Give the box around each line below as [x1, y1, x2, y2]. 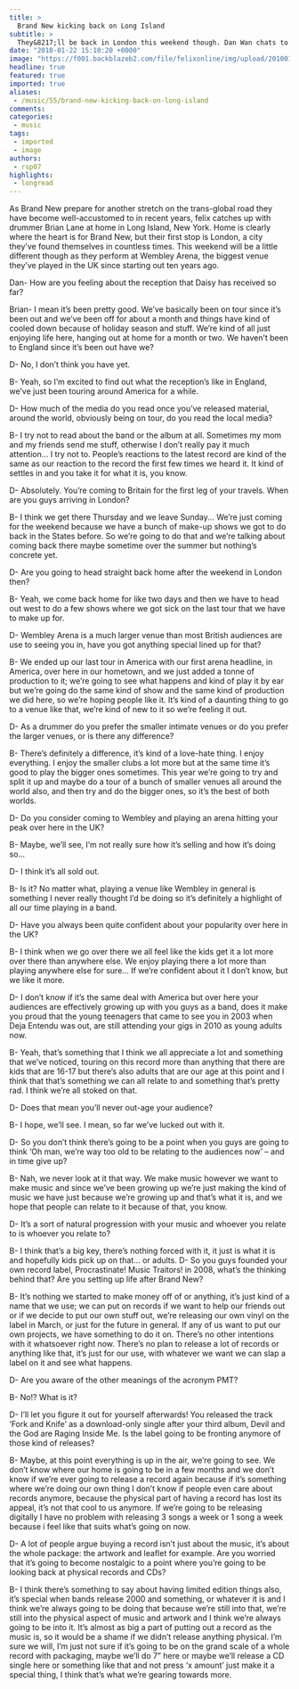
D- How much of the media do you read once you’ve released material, [9, 403, 270, 414]
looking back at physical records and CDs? [9, 1567, 166, 1578]
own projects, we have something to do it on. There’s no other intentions [9, 1329, 274, 1340]
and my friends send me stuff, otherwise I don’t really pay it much [9, 439, 250, 450]
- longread [12, 179, 53, 188]
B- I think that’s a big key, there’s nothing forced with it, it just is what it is [9, 1245, 276, 1257]
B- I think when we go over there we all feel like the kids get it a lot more [9, 947, 274, 957]
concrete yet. [9, 550, 58, 561]
